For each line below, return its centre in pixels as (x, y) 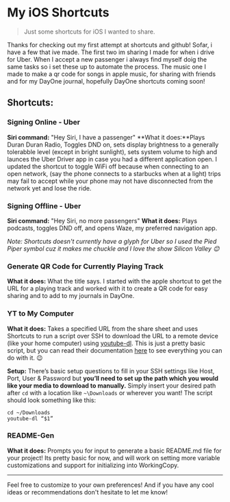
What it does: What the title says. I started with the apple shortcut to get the (115, 281)
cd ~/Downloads (29, 412)
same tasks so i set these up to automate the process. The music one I (107, 66)
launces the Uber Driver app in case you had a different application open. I (112, 159)
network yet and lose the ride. (49, 188)
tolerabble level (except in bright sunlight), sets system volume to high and (112, 151)
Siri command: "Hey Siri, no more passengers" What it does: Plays (102, 221)
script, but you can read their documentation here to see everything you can (115, 350)
